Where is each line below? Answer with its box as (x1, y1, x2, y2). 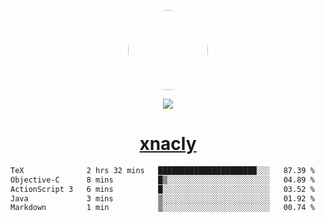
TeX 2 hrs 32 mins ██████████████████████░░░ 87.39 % (10, 165, 315, 175)
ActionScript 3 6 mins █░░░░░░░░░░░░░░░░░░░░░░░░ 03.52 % (10, 184, 315, 194)
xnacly (139, 133, 197, 155)
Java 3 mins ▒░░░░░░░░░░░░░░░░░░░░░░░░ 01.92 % (10, 193, 315, 204)
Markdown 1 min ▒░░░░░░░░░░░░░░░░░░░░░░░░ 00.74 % (10, 203, 315, 213)
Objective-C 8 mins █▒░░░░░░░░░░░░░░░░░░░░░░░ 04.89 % (10, 175, 315, 185)
